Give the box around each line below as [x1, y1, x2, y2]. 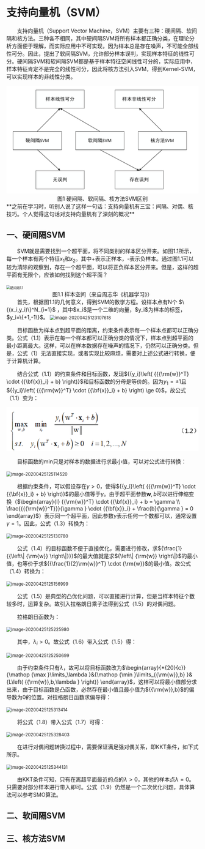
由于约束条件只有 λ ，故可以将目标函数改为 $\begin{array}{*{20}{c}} [17, 664, 186, 671]
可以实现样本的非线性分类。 [6, 73, 76, 80]
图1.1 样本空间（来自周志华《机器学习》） [52, 291, 153, 298]
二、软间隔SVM [6, 810, 65, 821]
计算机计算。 [11, 357, 44, 365]
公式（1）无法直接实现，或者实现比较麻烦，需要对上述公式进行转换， [16, 350, 190, 357]
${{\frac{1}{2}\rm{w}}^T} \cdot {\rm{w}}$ [43, 560, 148, 567]
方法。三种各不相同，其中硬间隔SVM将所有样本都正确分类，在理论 [22, 34, 190, 42]
